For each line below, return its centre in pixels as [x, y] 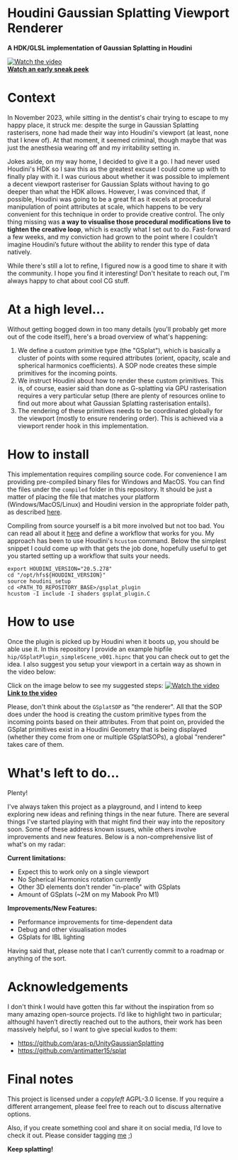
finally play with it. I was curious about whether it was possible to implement [119, 176]
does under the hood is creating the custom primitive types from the [107, 714]
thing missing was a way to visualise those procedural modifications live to [119, 221]
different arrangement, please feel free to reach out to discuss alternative [114, 1106]
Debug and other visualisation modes [72, 929]
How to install [49, 454]
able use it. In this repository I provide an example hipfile [90, 649]
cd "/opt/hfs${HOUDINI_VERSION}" [57, 575]
